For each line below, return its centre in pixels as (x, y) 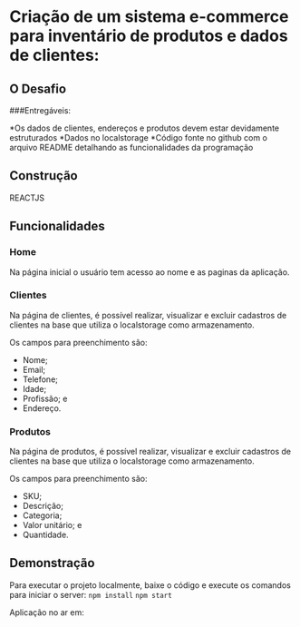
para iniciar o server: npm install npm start (91, 594)
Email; (34, 369)
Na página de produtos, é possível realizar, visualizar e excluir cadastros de (150, 452)
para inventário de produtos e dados (149, 36)
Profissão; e (45, 398)
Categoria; (42, 515)
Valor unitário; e (52, 525)
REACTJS (27, 198)
